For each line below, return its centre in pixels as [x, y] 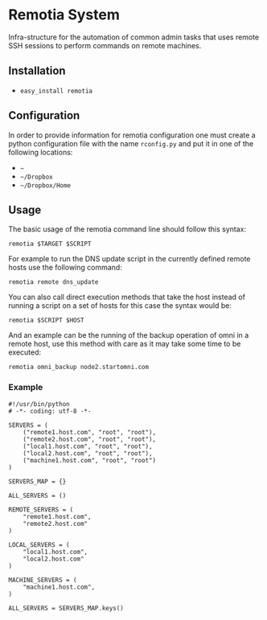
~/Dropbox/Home [45, 185]
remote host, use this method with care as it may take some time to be [125, 344]
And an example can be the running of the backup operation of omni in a [129, 335]
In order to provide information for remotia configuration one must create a [132, 135]
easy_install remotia [56, 91]
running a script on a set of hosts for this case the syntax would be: [120, 306]
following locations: [41, 152]
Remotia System [64, 15]
